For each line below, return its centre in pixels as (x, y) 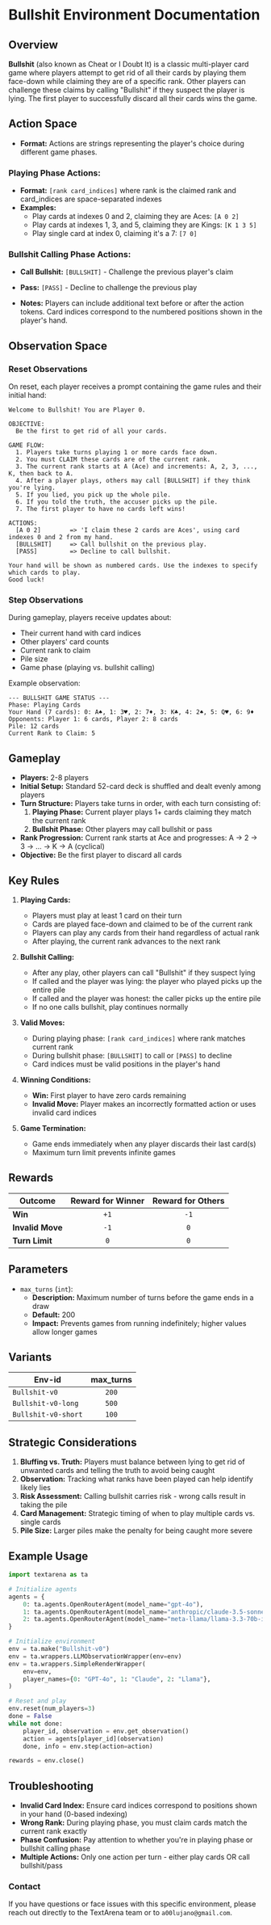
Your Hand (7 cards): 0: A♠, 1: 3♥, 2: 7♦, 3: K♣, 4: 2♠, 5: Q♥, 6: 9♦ (131, 712)
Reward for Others (188, 1201)
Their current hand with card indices (80, 633)
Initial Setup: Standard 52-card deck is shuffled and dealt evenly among (140, 787)
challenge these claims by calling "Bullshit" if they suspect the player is (127, 90)
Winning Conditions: (55, 1080)
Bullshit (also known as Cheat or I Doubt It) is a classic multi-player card (129, 64)
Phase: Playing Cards (45, 705)
